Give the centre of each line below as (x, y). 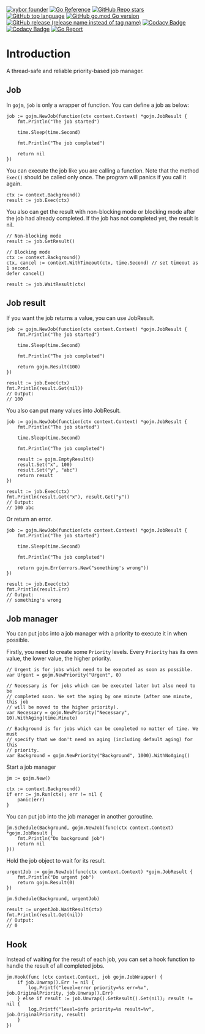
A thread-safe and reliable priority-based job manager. (75, 71)
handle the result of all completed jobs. (56, 966)
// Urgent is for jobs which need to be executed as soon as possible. (99, 670)
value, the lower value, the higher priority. (59, 659)
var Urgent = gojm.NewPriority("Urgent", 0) (64, 675)
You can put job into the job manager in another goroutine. (80, 817)
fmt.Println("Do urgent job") (56, 877)
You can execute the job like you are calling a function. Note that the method (103, 170)
